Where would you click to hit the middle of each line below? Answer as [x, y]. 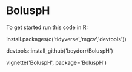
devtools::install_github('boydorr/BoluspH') [60, 51]
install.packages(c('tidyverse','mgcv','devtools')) [67, 39]
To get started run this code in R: [47, 27]
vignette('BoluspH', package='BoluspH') [57, 62]
